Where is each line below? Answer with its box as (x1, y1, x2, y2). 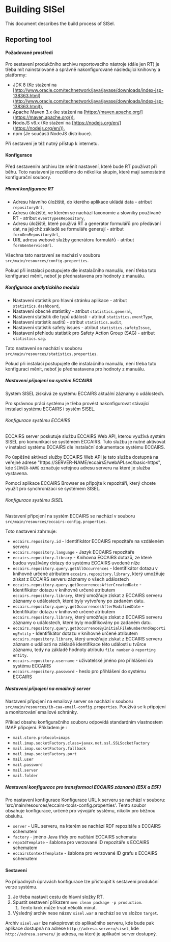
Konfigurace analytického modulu (5, 284, 80, 290)
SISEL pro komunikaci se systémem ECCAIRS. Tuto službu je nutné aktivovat (5, 438, 166, 444)
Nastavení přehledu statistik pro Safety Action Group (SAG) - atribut (12, 330, 155, 336)
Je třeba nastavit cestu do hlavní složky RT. (12, 894, 104, 900)
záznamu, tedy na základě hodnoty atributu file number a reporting (12, 647, 156, 653)
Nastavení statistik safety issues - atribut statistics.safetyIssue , (12, 324, 151, 330)
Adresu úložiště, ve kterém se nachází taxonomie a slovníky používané (12, 209, 161, 215)
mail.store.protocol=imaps (12, 735, 70, 740)
